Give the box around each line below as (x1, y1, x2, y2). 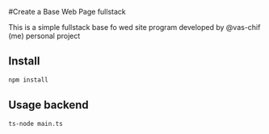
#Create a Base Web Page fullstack (8, 7, 127, 16)
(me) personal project (8, 31, 81, 40)
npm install (8, 76, 48, 84)
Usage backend (8, 98, 89, 112)
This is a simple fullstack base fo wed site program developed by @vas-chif (8, 23, 261, 31)
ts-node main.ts (8, 119, 63, 128)
